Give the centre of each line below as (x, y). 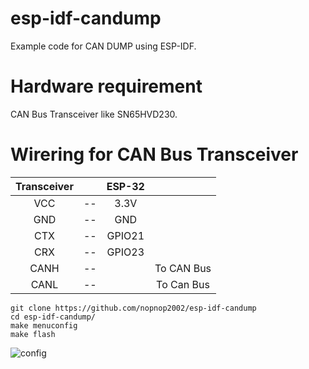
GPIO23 (125, 252)
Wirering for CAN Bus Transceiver (154, 154)
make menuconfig (44, 325)
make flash (33, 334)
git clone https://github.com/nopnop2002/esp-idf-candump (133, 308)
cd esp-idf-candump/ (53, 317)
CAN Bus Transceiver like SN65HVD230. (94, 114)
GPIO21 (125, 235)
